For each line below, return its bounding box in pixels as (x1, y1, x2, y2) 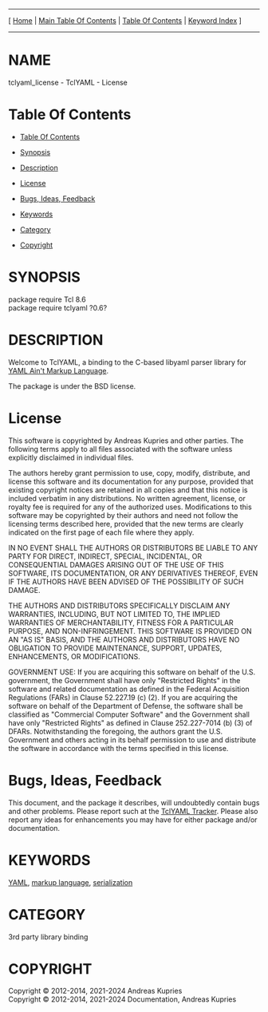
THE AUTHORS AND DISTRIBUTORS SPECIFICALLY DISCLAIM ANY (8, 600, 231, 611)
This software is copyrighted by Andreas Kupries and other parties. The (8, 436, 244, 445)
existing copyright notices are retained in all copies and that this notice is (8, 484, 248, 495)
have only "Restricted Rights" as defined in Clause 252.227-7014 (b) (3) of (8, 717, 253, 727)
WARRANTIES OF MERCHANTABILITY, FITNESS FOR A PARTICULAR (8, 618, 234, 627)
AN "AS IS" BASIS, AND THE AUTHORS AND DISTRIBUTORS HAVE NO (8, 634, 240, 644)
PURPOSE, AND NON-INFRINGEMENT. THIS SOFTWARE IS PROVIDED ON (8, 626, 252, 635)
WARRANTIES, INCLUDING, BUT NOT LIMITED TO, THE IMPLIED (8, 609, 221, 619)
